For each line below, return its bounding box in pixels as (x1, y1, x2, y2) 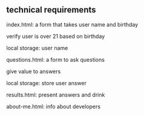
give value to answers (6, 68, 61, 75)
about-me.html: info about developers (6, 103, 101, 110)
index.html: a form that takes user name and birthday (6, 21, 139, 28)
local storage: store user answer (6, 79, 87, 86)
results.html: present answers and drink (6, 91, 105, 98)
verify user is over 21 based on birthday (6, 33, 105, 40)
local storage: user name (6, 44, 68, 51)
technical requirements (6, 5, 96, 15)
